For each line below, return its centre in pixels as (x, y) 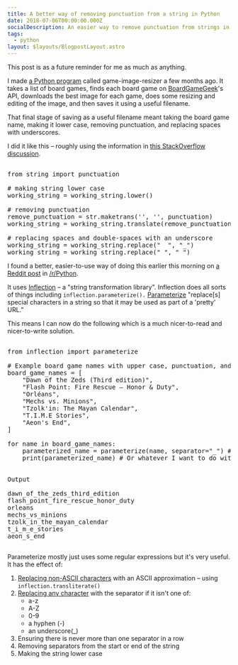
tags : (15, 34)
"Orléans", (41, 394)
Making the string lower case (60, 653)
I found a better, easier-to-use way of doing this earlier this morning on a (113, 266)
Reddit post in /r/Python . (43, 273)
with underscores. (34, 132)
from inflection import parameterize (73, 352)
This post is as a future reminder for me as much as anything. (97, 67)
